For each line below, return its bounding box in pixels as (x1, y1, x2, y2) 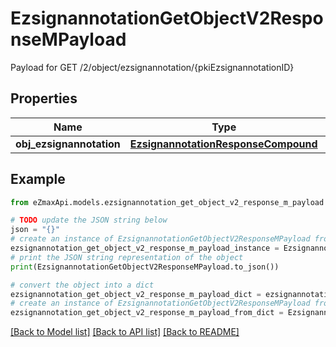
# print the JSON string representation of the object (10, 252, 244, 262)
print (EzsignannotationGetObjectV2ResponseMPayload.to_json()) (10, 262, 280, 272)
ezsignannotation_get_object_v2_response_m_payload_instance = (10, 243, 280, 254)
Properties (10, 90, 78, 107)
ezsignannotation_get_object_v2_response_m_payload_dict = (10, 289, 262, 299)
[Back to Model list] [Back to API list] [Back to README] (10, 326, 240, 338)
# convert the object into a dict (10, 280, 155, 290)
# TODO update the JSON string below (10, 215, 168, 226)
